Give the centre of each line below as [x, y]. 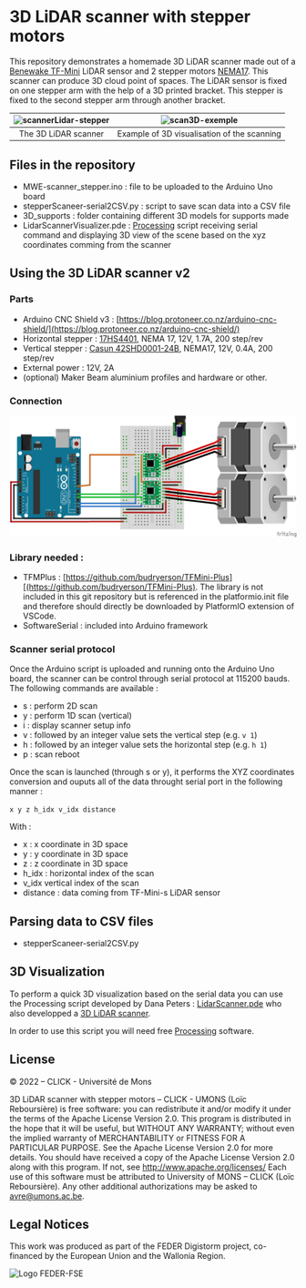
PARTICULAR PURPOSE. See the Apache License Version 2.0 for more [141, 1147]
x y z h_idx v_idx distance [63, 810]
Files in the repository [72, 164]
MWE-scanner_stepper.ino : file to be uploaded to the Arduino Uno [148, 187]
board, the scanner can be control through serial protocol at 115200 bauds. [150, 679]
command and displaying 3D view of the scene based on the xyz [144, 235]
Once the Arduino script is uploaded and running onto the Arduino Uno [142, 669]
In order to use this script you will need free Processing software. [132, 1030]
